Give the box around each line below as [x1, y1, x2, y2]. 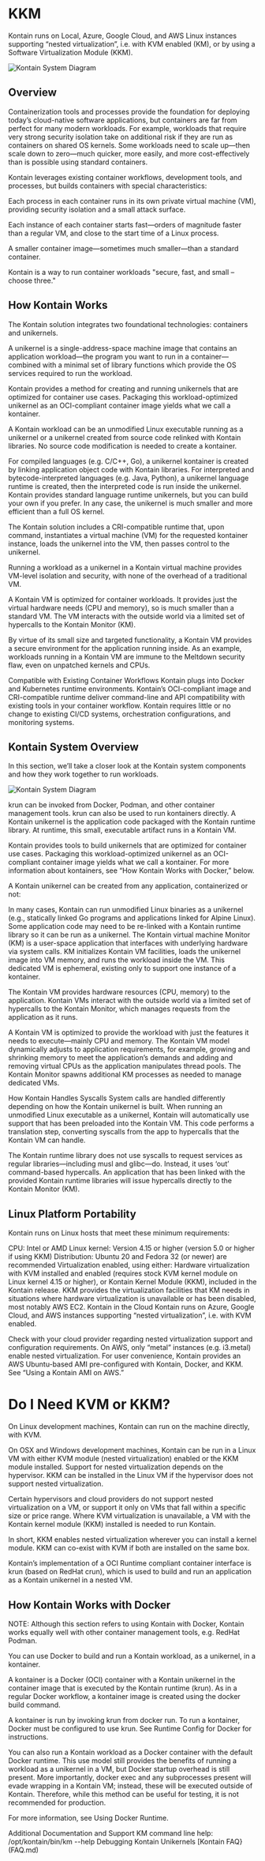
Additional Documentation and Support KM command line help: [8, 1828, 214, 1837]
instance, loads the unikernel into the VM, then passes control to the [8, 539, 230, 548]
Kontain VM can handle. [8, 1135, 86, 1145]
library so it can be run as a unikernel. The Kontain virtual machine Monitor [8, 930, 251, 940]
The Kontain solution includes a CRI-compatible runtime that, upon [8, 522, 225, 532]
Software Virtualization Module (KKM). [8, 47, 133, 57]
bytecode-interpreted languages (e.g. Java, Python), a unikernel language [8, 473, 249, 483]
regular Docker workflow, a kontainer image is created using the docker [8, 1691, 241, 1701]
